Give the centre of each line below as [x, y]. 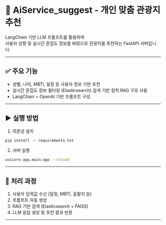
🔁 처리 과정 [21, 181]
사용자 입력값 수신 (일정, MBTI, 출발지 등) [52, 194]
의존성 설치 [23, 131]
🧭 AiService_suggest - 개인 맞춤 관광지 [83, 10]
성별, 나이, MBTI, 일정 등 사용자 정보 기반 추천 [56, 84]
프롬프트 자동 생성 [29, 200]
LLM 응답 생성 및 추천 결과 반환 [42, 213]
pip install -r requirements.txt [40, 140]
